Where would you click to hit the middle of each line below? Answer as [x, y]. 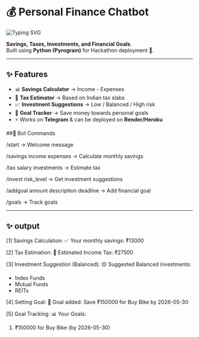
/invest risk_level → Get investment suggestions [65, 179]
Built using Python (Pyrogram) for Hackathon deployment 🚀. [80, 50]
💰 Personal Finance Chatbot [78, 12]
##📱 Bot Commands [31, 133]
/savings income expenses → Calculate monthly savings [75, 156]
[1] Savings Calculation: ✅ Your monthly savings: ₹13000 [75, 240]
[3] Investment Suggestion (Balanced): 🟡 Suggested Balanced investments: [99, 264]
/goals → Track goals [32, 202]
